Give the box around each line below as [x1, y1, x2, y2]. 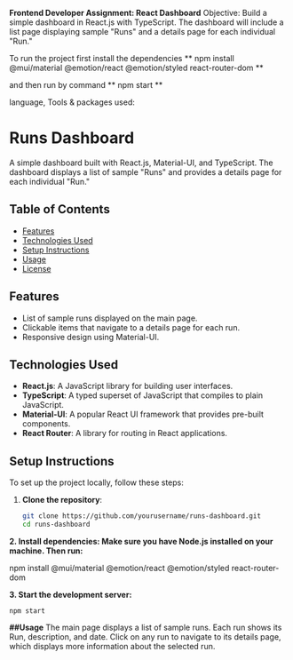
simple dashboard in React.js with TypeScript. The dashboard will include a [9, 17, 284, 28]
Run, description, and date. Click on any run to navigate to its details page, [9, 631, 281, 642]
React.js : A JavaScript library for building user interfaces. [21, 381, 234, 392]
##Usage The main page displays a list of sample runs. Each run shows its [9, 622, 282, 632]
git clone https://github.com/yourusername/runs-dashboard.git [21, 512, 262, 521]
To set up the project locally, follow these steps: [9, 477, 185, 488]
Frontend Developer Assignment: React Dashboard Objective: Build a [9, 8, 268, 18]
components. [21, 418, 71, 429]
